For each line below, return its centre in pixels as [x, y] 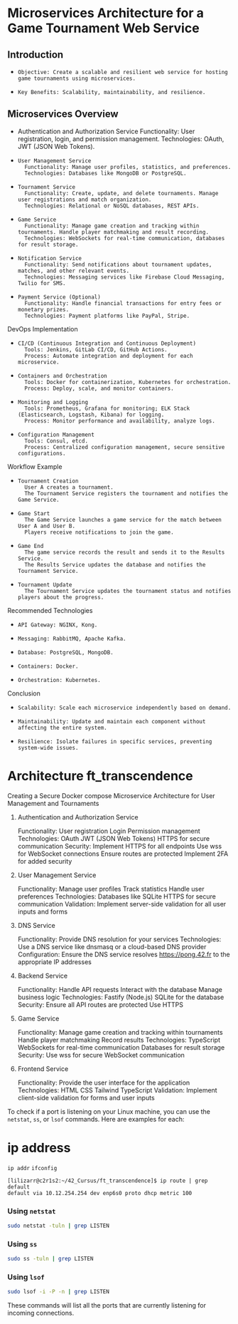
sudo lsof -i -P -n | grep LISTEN [59, 1292]
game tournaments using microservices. [77, 78]
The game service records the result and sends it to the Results [125, 552]
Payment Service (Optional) [59, 297]
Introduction [36, 55]
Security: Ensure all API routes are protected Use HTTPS [100, 1004]
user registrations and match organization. [85, 200]
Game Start [34, 513]
